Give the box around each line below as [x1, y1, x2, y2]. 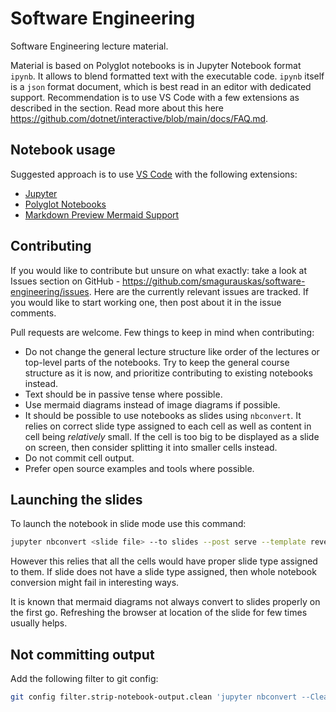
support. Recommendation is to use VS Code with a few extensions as [10, 91, 300, 103]
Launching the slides [10, 491, 143, 508]
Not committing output [10, 646, 155, 663]
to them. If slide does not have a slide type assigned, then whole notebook [10, 566, 317, 578]
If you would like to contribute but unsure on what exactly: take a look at [10, 264, 308, 276]
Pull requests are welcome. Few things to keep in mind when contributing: [10, 326, 315, 338]
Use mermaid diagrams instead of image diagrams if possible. [24, 398, 281, 411]
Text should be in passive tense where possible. [24, 388, 223, 400]
